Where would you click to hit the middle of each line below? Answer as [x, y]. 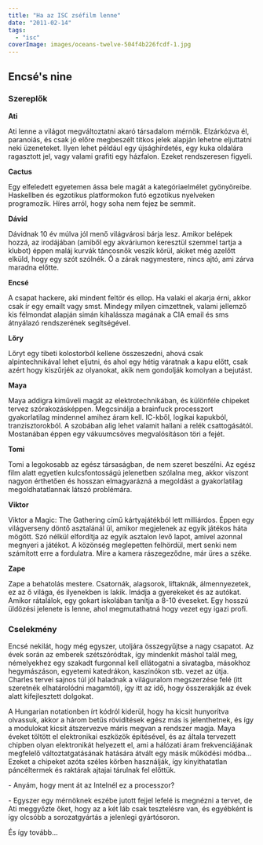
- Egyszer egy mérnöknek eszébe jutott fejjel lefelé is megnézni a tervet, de [130, 801]
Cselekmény [33, 629]
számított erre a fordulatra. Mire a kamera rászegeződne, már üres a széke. [130, 553]
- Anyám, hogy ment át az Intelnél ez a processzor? [91, 785]
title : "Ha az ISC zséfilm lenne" [65, 15]
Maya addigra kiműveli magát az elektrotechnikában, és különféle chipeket [129, 400]
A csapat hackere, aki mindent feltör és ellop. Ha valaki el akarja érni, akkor [130, 298]
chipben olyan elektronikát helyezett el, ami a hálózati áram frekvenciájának [130, 745]
